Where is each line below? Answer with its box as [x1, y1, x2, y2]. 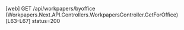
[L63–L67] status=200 [5, 18, 61, 24]
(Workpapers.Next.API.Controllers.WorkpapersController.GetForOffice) [5, 11, 179, 18]
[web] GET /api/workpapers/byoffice [5, 5, 96, 12]
